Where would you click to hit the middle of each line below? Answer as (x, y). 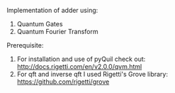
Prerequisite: (25, 45)
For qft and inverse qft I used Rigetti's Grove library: (92, 74)
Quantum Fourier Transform (57, 32)
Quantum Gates (40, 24)
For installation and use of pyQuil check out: (81, 59)
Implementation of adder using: (52, 10)
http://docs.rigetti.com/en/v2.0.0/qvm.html (79, 66)
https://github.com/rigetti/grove (63, 82)
